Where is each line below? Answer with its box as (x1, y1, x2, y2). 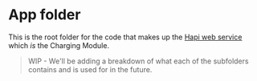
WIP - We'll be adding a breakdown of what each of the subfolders (27, 56, 249, 66)
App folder (8, 6, 81, 24)
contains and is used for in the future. (27, 64, 153, 74)
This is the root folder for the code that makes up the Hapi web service (8, 32, 243, 42)
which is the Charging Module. (8, 40, 110, 50)
